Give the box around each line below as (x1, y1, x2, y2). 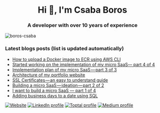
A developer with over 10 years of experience (27, 22, 138, 29)
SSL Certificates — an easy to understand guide (12, 77, 108, 83)
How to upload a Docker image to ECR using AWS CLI (12, 56, 121, 62)
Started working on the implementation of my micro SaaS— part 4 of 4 (12, 61, 156, 68)
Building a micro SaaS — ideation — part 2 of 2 (12, 82, 105, 88)
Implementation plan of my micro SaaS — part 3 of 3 (12, 67, 117, 72)
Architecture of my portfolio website (12, 72, 85, 78)
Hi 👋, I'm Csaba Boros (37, 4, 128, 16)
